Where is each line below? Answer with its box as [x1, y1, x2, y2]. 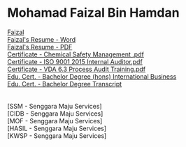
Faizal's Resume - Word [7, 35, 76, 43]
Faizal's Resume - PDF [7, 42, 73, 51]
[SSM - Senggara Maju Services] [7, 102, 103, 110]
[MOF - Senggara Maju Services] [7, 116, 103, 125]
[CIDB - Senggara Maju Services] [7, 109, 103, 118]
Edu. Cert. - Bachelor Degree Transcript [7, 79, 122, 88]
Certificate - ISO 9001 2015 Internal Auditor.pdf [7, 57, 143, 65]
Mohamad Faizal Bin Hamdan [7, 5, 180, 21]
